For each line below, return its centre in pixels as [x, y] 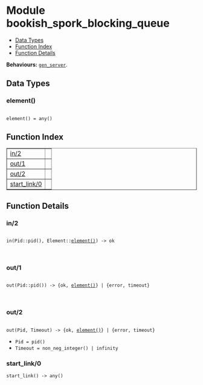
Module [26, 11]
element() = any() [29, 118]
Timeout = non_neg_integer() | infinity [66, 348]
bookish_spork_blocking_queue [88, 23]
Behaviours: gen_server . [37, 65]
